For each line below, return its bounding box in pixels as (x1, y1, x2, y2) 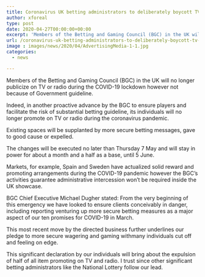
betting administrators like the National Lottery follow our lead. (6, 264, 164, 271)
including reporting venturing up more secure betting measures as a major (6, 207, 193, 215)
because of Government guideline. (6, 89, 93, 97)
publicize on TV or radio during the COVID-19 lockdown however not (6, 83, 179, 90)
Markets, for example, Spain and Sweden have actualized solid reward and (6, 163, 194, 170)
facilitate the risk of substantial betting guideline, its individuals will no (6, 108, 182, 115)
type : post (6, 20, 34, 26)
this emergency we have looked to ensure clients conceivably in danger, (6, 201, 188, 208)
